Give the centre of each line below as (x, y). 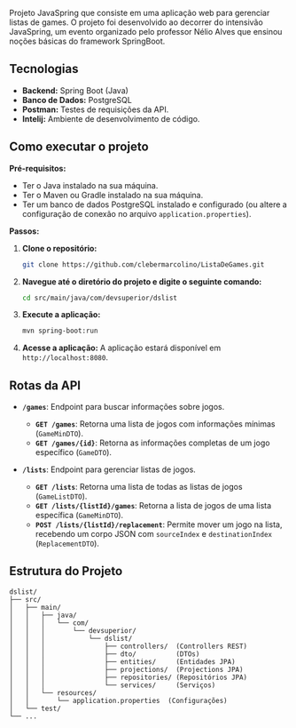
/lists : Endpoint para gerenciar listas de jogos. (109, 469)
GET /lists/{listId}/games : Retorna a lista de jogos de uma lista (153, 506)
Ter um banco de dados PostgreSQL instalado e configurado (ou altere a (155, 204)
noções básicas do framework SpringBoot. (87, 41)
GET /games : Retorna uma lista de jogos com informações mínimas (155, 424)
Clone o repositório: (59, 248)
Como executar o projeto (79, 147)
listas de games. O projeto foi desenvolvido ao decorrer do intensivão (136, 22)
